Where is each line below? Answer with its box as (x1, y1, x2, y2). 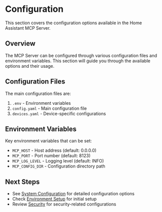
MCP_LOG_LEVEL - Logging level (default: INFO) (12, 158, 104, 164)
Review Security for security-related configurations (12, 201, 117, 207)
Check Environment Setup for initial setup (12, 196, 97, 202)
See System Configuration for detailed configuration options (12, 191, 135, 197)
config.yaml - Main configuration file (12, 105, 87, 111)
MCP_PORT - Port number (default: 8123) (12, 153, 91, 159)
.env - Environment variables (12, 100, 71, 106)
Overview (5, 40, 36, 48)
